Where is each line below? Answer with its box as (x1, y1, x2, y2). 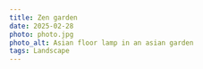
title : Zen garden (9, 13, 78, 22)
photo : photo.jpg (9, 30, 74, 39)
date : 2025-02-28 (9, 22, 74, 30)
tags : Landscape (9, 47, 70, 56)
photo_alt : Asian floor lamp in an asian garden (9, 38, 194, 47)
